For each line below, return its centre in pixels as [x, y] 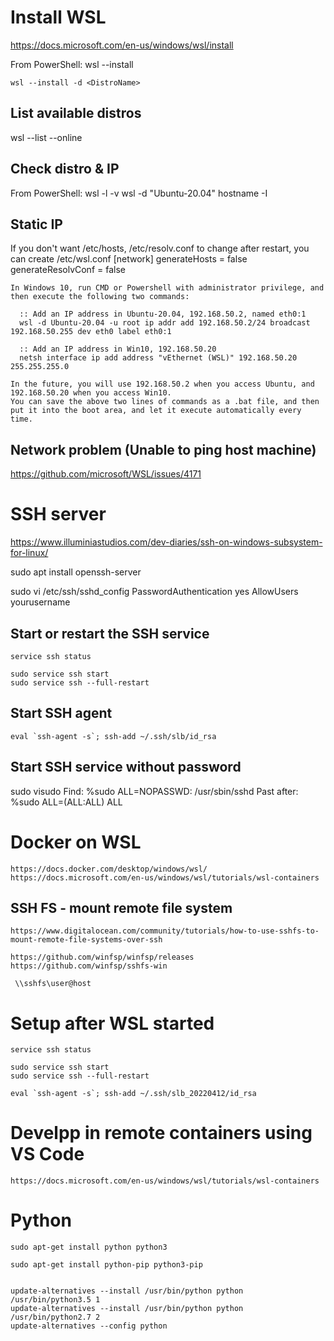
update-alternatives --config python [89, 1326]
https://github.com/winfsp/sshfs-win [89, 966]
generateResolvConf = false [68, 270]
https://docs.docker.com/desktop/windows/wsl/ [109, 869]
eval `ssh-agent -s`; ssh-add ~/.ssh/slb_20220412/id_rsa [133, 1094]
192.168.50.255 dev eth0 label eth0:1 [91, 332]
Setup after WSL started [112, 1023]
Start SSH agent [61, 713]
